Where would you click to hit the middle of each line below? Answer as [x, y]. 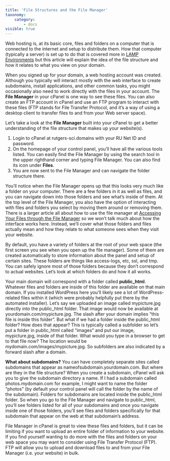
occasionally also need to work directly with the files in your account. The [82, 91]
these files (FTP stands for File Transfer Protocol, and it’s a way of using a [83, 108]
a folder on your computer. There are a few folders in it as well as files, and [84, 191]
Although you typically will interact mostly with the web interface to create [83, 81]
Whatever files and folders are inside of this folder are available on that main [85, 287]
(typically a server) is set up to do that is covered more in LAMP [72, 55]
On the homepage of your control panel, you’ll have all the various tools [88, 149]
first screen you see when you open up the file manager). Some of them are [85, 250]
